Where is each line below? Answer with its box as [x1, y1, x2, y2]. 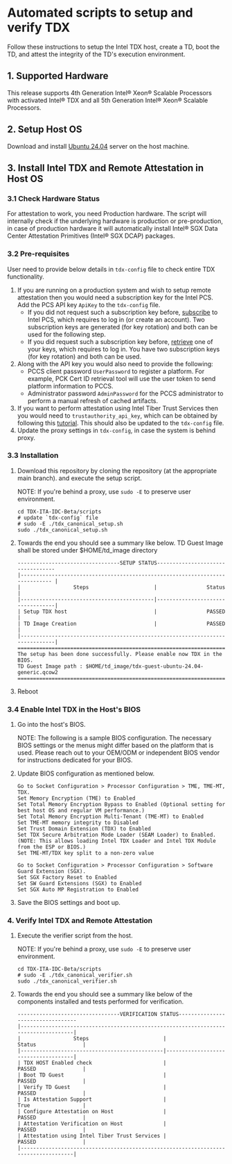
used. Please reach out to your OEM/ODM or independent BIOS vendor [17, 748, 220, 757]
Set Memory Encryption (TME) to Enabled [17, 795, 136, 802]
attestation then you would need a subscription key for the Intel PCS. [17, 293, 213, 302]
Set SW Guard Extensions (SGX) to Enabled [17, 880, 142, 887]
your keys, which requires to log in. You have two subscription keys [27, 345, 220, 353]
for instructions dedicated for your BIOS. [17, 756, 133, 764]
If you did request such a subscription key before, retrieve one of [27, 337, 213, 345]
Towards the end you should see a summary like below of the [17, 990, 193, 999]
